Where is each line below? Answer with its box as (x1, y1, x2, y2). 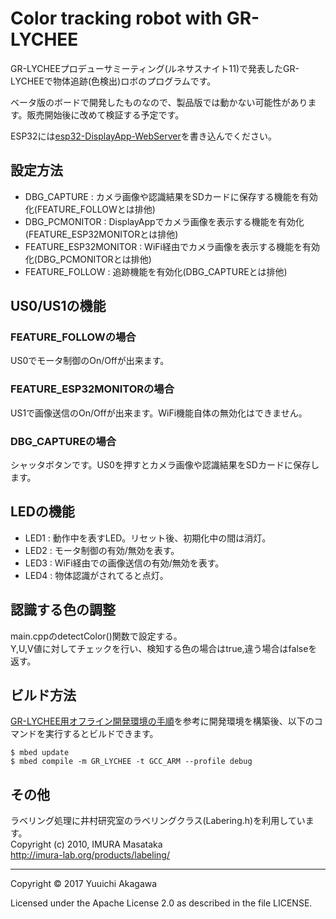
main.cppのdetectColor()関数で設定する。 (10, 630, 183, 642)
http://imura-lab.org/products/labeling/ (10, 849, 170, 861)
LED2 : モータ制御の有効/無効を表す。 (24, 544, 180, 556)
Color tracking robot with (10, 7, 223, 30)
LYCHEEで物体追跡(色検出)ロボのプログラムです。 (10, 75, 217, 87)
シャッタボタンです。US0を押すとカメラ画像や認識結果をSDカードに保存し (10, 459, 320, 471)
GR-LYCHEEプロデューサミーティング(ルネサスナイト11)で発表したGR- (10, 62, 300, 74)
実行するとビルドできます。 (44, 728, 159, 740)
